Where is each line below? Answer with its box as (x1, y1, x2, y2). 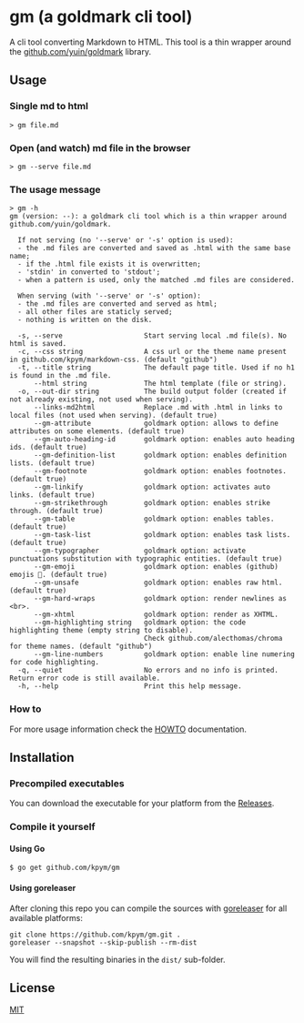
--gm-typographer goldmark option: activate (33, 546, 247, 556)
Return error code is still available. (9, 674, 161, 684)
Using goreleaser (9, 882, 76, 893)
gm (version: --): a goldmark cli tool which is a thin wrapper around (9, 212, 287, 221)
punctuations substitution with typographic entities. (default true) (9, 554, 283, 563)
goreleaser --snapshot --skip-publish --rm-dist (9, 937, 198, 947)
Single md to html (9, 100, 89, 113)
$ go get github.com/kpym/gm (9, 863, 120, 873)
